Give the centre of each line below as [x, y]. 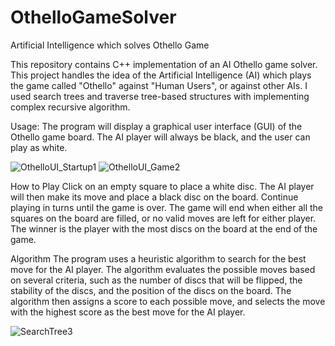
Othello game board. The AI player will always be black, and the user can [160, 137]
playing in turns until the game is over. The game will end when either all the [167, 207]
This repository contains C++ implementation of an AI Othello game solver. [164, 64]
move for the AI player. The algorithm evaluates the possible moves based [163, 269]
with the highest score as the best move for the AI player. [128, 312]
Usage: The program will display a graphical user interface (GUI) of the [156, 126]
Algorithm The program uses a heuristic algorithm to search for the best [158, 258]
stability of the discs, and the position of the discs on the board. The [151, 290]
